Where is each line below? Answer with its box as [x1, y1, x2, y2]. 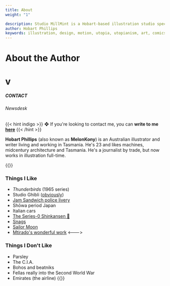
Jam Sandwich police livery [12, 197, 70, 203]
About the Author [5, 53, 80, 64]
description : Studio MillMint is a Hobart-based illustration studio [5, 21, 155, 26]
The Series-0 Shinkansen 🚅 [12, 213, 70, 219]
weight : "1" [5, 12, 30, 17]
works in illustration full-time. [5, 152, 66, 158]
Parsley [12, 254, 29, 260]
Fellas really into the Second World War [12, 269, 95, 276]
